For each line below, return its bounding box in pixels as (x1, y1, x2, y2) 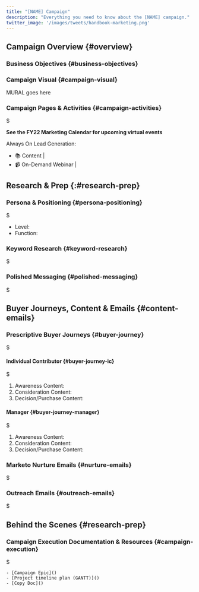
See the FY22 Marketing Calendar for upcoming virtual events (6, 129, 163, 136)
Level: (14, 223, 30, 230)
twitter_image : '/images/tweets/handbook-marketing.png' (6, 20, 150, 26)
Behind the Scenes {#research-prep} (6, 520, 147, 530)
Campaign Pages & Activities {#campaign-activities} (6, 103, 162, 112)
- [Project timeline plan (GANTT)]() (6, 575, 100, 581)
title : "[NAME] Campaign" (6, 8, 70, 15)
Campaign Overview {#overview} (6, 42, 133, 52)
